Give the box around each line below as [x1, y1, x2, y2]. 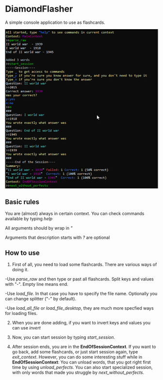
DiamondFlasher [5, 3, 73, 15]
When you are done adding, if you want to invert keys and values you [12, 320, 151, 326]
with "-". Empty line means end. [5, 281, 69, 287]
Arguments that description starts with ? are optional [5, 234, 110, 241]
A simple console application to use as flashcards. [5, 19, 105, 25]
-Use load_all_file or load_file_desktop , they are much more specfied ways [5, 305, 154, 311]
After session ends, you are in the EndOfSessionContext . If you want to [12, 344, 156, 350]
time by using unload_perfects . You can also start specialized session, [12, 364, 153, 370]
